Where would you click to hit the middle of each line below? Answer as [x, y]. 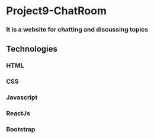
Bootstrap [21, 129]
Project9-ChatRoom [56, 11]
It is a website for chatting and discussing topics [77, 30]
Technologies [32, 49]
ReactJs [18, 113]
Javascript [22, 97]
